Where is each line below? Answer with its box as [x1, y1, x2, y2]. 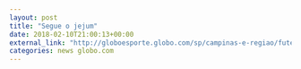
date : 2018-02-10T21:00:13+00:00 [9, 30, 134, 39]
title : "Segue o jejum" [9, 22, 99, 30]
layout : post [9, 13, 58, 22]
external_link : [9, 38, 66, 47]
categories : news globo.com [9, 47, 115, 56]
